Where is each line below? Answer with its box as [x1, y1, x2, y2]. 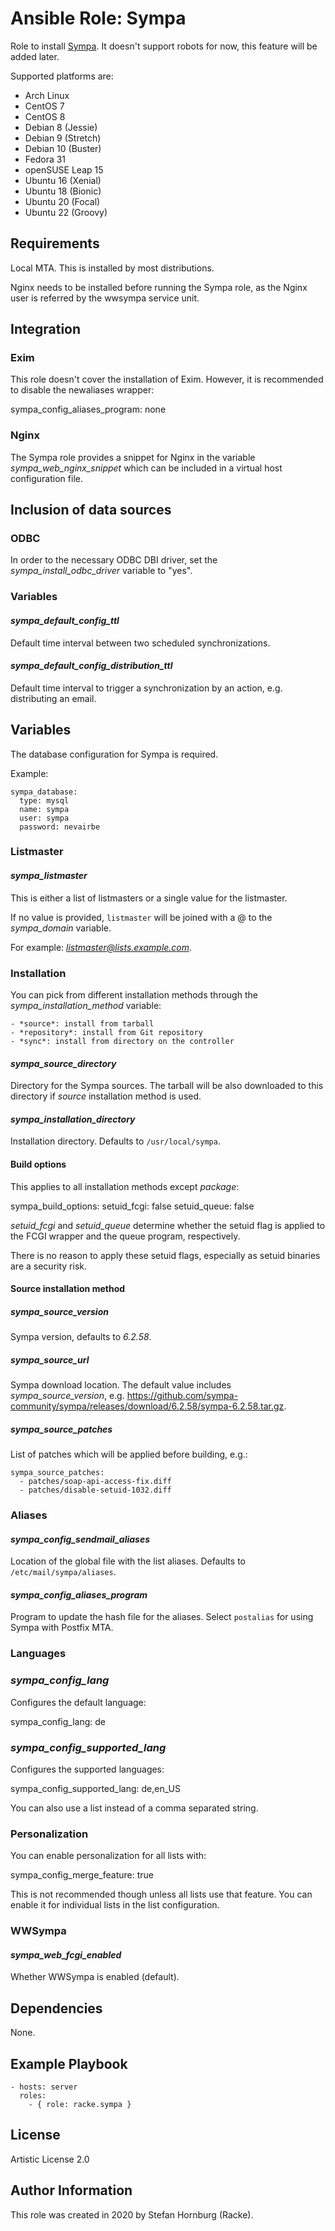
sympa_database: [10, 787, 78, 797]
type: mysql [19, 795, 70, 806]
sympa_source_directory [10, 1057, 117, 1069]
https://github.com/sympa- [126, 1390, 239, 1402]
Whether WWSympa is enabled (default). [10, 1971, 180, 1983]
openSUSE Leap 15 [24, 163, 104, 176]
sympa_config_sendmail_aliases [10, 1533, 151, 1545]
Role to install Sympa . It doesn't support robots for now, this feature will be [10, 40, 318, 52]
